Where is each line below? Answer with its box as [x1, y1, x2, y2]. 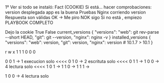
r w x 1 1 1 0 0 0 [5, 49, 36, 55]
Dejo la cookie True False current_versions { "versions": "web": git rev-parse [5, 29, 159, 35]
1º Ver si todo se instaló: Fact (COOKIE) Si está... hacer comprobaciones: [5, 4, 152, 10]
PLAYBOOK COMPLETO [5, 20, 54, 25]
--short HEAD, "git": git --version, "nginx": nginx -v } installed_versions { [5, 34, 151, 40]
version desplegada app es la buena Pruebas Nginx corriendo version [5, 9, 146, 15]
